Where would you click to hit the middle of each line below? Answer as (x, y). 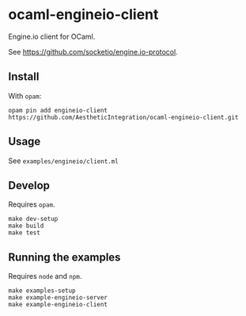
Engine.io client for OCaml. (52, 36)
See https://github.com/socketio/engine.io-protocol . (93, 51)
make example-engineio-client (58, 305)
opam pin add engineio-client (58, 110)
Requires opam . (32, 204)
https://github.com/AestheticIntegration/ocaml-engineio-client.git (123, 117)
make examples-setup (42, 291)
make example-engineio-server (58, 298)
